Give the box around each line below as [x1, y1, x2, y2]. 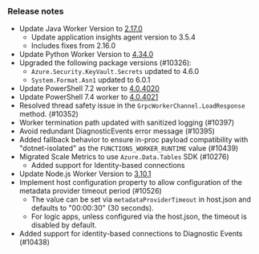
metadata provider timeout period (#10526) [18, 186, 162, 196]
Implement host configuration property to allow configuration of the [18, 178, 242, 187]
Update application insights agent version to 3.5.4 [30, 32, 196, 42]
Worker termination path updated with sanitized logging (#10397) [18, 118, 235, 128]
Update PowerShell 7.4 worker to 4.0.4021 [18, 92, 159, 102]
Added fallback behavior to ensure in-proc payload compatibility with [18, 135, 249, 145]
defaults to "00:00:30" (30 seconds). [30, 203, 154, 213]
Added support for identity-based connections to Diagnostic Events [18, 229, 243, 239]
